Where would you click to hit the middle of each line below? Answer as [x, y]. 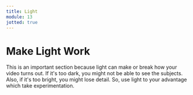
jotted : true [22, 22]
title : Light [22, 11]
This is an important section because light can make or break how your [92, 67]
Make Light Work [48, 51]
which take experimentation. [40, 86]
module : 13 [19, 17]
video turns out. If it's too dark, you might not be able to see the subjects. [94, 73]
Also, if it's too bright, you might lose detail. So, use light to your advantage [96, 80]
